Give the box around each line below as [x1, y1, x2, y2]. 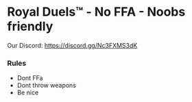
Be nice [16, 88, 39, 97]
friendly [7, 18, 53, 34]
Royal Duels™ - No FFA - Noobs [7, 4, 186, 20]
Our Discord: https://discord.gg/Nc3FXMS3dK [7, 41, 138, 49]
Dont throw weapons [16, 81, 77, 90]
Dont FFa [16, 74, 43, 82]
